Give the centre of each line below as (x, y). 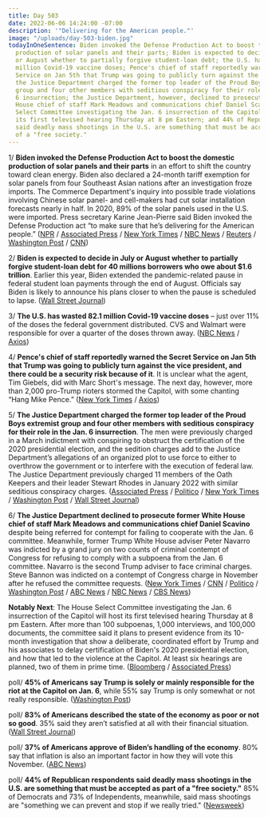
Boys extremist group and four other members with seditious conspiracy (131, 423)
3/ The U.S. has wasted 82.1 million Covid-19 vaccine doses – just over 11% (134, 316)
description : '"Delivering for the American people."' (101, 30)
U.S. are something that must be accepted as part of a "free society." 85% (134, 788)
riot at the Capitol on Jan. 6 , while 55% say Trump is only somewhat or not (132, 690)
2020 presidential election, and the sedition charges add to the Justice (124, 449)
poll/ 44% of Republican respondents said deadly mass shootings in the (130, 780)
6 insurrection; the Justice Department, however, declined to (122, 98)
